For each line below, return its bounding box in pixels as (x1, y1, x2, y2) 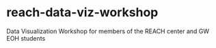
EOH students (6, 34, 46, 42)
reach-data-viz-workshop (6, 5, 159, 20)
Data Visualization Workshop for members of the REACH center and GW (6, 27, 210, 35)
